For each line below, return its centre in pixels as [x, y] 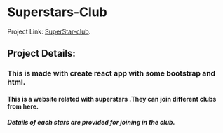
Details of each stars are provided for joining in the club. [91, 122]
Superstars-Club [57, 12]
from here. [23, 106]
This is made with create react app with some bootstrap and [111, 73]
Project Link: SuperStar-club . [49, 31]
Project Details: [41, 54]
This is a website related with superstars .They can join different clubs [112, 99]
